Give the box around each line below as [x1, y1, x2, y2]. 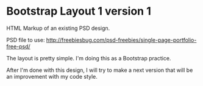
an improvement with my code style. [6, 73, 98, 80]
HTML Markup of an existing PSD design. [6, 24, 110, 32]
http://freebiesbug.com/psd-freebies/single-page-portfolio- [46, 36, 197, 43]
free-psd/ [6, 43, 30, 50]
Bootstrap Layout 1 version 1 [6, 4, 151, 18]
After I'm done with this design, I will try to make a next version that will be [6, 66, 193, 74]
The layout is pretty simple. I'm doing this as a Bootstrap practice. [6, 54, 171, 62]
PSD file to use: [6, 36, 45, 43]
